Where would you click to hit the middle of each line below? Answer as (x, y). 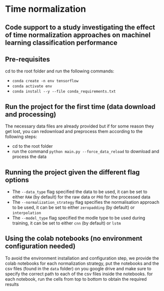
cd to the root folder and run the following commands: (60, 71)
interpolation (27, 213)
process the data (29, 157)
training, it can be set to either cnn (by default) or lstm (67, 223)
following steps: (21, 137)
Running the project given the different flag (72, 172)
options (17, 180)
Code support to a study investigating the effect (80, 27)
